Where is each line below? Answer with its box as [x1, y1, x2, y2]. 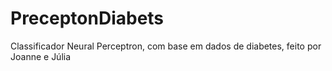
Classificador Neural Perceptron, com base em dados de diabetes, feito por [10, 40, 322, 52]
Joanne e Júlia [10, 50, 72, 62]
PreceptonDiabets [10, 7, 165, 30]
